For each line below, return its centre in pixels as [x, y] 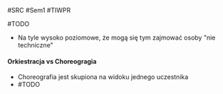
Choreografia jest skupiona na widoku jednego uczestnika [103, 77]
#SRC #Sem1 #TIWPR [39, 10]
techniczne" [35, 45]
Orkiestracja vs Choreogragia [52, 61]
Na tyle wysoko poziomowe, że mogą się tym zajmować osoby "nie [116, 37]
